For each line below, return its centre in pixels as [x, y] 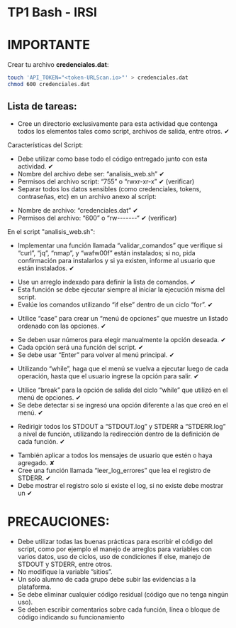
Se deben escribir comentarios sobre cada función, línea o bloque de [119, 610]
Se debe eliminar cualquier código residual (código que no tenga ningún [123, 594]
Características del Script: [45, 145]
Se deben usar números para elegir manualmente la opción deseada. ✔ [122, 339]
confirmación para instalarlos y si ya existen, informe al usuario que [116, 260]
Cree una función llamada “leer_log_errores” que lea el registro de [114, 470]
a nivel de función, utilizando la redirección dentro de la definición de [118, 434]
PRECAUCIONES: [58, 522]
